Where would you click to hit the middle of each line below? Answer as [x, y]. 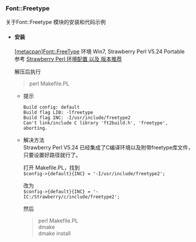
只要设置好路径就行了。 [52, 155]
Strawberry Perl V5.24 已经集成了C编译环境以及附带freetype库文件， [108, 147]
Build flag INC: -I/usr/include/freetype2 [77, 118]
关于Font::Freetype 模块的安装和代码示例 [56, 22]
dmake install [54, 233]
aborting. [36, 128]
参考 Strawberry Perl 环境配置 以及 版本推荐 [68, 59]
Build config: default [51, 107]
